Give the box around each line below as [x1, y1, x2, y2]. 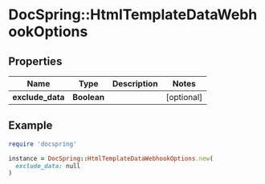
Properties [8, 54, 63, 68]
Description [112, 78, 158, 89]
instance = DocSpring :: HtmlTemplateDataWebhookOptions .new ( [8, 154, 214, 162]
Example [8, 118, 53, 133]
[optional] [165, 92, 203, 102]
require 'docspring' [8, 140, 78, 148]
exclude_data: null [15, 162, 81, 170]
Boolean [71, 92, 105, 102]
